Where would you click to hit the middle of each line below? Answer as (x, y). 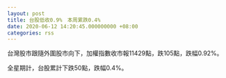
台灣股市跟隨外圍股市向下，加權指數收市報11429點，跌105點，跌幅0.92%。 (115, 53)
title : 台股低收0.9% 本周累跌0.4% (54, 20)
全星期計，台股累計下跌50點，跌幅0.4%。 (67, 68)
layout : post (26, 13)
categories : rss (31, 33)
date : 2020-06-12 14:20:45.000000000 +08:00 (73, 26)
